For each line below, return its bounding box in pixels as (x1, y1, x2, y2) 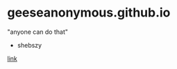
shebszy (17, 41, 42, 49)
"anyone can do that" (7, 28, 68, 36)
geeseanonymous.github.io (7, 5, 171, 21)
